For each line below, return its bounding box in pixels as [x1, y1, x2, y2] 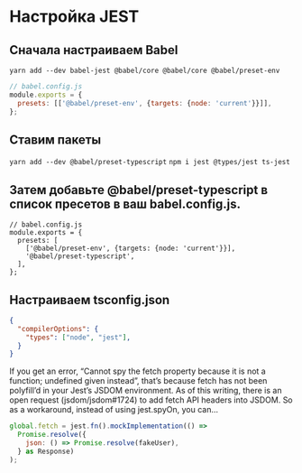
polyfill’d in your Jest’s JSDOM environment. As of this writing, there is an [9, 385, 282, 396]
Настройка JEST [9, 6, 140, 27]
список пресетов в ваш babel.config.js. [9, 196, 242, 211]
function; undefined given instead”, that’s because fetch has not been [9, 376, 268, 386]
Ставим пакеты [9, 132, 102, 147]
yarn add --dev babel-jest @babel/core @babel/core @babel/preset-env [9, 66, 280, 75]
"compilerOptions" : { [17, 324, 99, 333]
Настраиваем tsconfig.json [9, 292, 170, 308]
